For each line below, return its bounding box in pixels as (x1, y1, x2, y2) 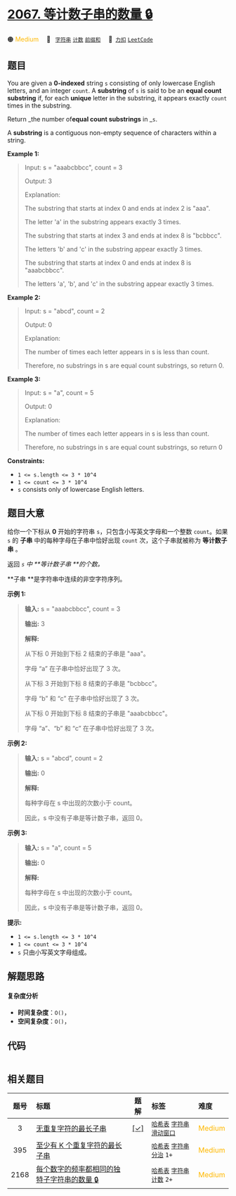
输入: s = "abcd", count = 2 (24, 753, 103, 762)
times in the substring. (7, 101, 72, 110)
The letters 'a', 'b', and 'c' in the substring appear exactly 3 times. (24, 279, 214, 288)
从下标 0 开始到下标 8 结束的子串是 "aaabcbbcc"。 (24, 709, 172, 717)
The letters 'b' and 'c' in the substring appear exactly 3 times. (24, 245, 203, 253)
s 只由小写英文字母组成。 (17, 948, 91, 956)
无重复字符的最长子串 (36, 1124, 107, 1133)
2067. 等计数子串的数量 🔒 (7, 6, 153, 22)
